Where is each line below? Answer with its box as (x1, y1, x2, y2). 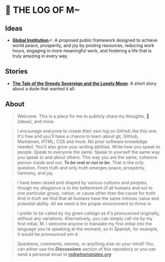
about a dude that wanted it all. (12, 86, 76, 91)
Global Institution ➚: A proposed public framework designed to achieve (12, 37, 158, 43)
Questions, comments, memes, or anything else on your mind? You (17, 241, 154, 247)
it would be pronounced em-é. (17, 231, 80, 237)
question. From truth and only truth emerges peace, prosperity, (17, 165, 146, 171)
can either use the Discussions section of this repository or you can (17, 246, 157, 252)
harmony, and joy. (17, 170, 54, 176)
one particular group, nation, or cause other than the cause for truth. (17, 190, 157, 196)
